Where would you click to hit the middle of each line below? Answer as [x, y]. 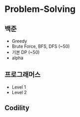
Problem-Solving [40, 9]
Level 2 [19, 92]
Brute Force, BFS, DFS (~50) [41, 46]
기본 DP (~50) [26, 52]
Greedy [20, 41]
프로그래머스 [22, 75]
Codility [17, 108]
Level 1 [19, 87]
